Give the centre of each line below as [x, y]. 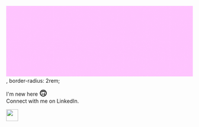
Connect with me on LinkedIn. [43, 101]
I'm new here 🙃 [27, 94]
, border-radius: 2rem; [33, 81]
